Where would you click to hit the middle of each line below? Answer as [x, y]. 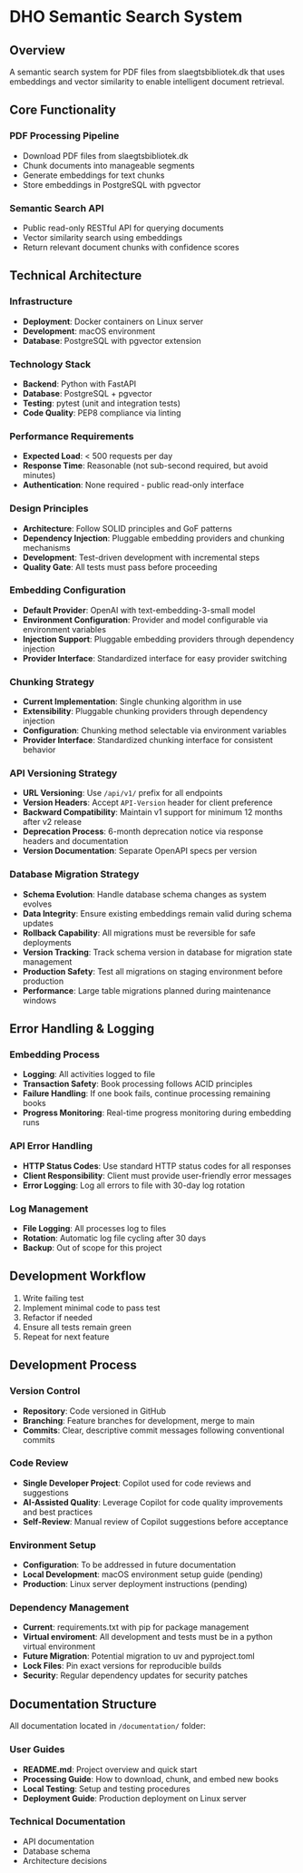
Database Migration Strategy [74, 875]
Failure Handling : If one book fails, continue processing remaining [146, 1093]
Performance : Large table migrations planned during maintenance [147, 990]
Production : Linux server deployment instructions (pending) [135, 1584]
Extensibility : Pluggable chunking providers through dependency [145, 711]
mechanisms [46, 547]
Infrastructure [41, 301]
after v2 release [52, 822]
